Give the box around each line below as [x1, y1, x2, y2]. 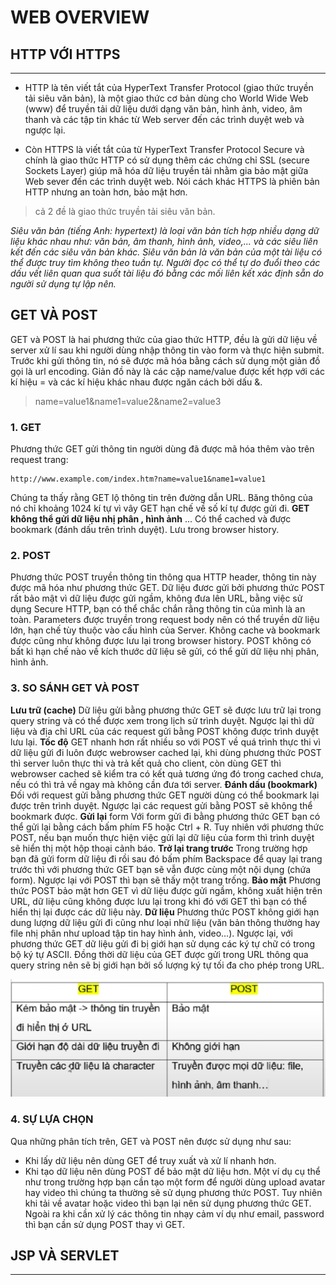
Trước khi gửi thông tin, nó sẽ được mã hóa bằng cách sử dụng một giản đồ [10, 354, 321, 366]
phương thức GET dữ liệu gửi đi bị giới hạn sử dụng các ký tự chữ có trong [10, 937, 316, 950]
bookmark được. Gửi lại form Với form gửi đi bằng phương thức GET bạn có [10, 810, 321, 822]
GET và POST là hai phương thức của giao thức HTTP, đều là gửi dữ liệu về [10, 333, 318, 345]
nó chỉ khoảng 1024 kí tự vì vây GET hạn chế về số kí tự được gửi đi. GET [10, 502, 310, 515]
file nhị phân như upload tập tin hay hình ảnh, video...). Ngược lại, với [10, 927, 293, 939]
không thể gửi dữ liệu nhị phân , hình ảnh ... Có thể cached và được [10, 513, 292, 525]
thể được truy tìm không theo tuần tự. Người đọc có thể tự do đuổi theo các [10, 257, 321, 268]
